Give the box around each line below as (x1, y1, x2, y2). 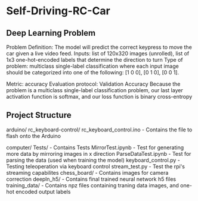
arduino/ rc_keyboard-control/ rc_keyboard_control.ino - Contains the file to (6, 126, 193, 133)
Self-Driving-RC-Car (6, 4, 110, 18)
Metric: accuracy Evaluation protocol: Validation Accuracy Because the (6, 80, 181, 87)
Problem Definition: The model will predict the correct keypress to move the (6, 43, 192, 51)
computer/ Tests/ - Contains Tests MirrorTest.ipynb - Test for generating (6, 144, 184, 151)
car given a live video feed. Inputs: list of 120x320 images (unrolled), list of (6, 50, 190, 57)
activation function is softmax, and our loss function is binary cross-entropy (6, 93, 193, 100)
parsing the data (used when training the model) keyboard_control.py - (6, 156, 180, 164)
